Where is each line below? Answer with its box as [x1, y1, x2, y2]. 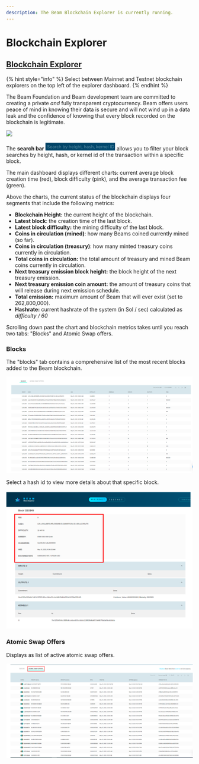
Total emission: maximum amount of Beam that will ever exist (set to [14, 293, 183, 300]
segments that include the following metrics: [6, 199, 114, 206]
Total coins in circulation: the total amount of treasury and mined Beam [14, 255, 191, 262]
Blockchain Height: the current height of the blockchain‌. [14, 211, 153, 218]
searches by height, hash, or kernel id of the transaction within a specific [6, 151, 184, 158]
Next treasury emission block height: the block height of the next [14, 268, 176, 275]
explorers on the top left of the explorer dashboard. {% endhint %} [6, 81, 169, 89]
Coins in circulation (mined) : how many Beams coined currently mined [14, 229, 189, 237]
